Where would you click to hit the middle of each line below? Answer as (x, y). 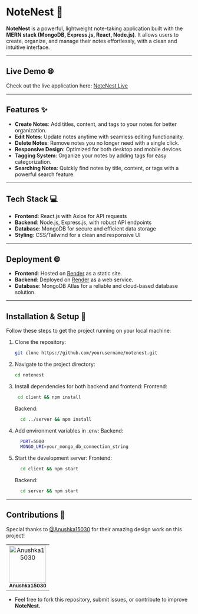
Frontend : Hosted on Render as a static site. (68, 274)
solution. (25, 293)
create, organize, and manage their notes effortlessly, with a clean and (92, 41)
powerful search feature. (44, 174)
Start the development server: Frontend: (63, 458)
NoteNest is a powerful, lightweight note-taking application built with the (95, 28)
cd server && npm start (49, 491)
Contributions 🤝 (36, 515)
